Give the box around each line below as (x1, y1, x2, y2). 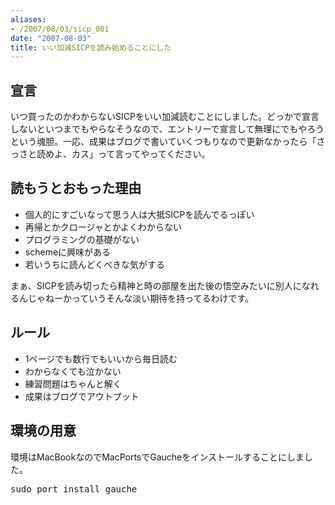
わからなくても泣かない (24, 365, 122, 377)
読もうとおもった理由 (10, 180, 142, 197)
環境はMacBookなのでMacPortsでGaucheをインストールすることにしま (10, 451, 305, 463)
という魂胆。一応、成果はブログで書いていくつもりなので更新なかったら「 (10, 136, 317, 148)
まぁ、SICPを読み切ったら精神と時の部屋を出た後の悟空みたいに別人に (10, 279, 302, 291)
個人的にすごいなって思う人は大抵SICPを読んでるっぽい (24, 208, 255, 220)
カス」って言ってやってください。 (71, 148, 211, 160)
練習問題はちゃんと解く (24, 377, 122, 390)
